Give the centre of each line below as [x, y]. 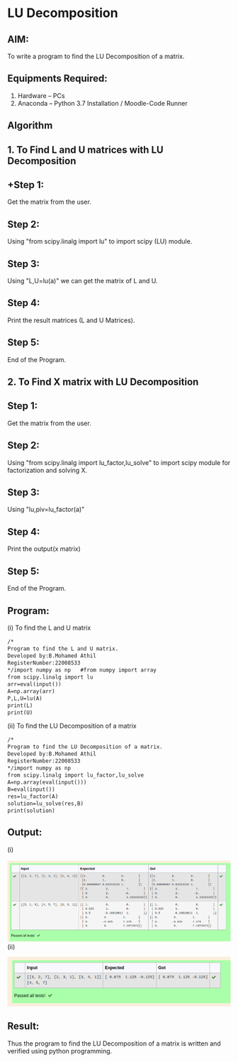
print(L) [20, 705]
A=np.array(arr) [31, 691]
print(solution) [31, 811]
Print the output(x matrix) [44, 549]
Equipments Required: [57, 78]
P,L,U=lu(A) [25, 698]
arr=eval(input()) [34, 684]
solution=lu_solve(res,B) [45, 804]
